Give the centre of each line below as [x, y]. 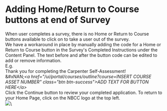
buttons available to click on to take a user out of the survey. [67, 39]
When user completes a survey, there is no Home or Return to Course [77, 34]
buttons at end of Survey [58, 20]
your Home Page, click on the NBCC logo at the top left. [63, 98]
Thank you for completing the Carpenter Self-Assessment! [66, 71]
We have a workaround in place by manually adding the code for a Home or [83, 44]
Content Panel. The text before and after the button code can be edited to [81, 55]
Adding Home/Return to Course [72, 9]
